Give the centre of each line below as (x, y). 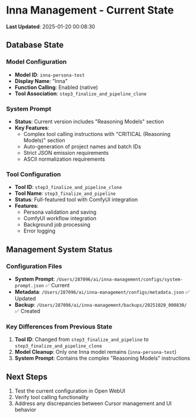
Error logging (39, 231)
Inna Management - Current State (90, 10)
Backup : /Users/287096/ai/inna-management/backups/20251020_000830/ (101, 304)
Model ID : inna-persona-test (50, 75)
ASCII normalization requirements (64, 159)
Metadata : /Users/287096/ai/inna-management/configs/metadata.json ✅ (102, 291)
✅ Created (27, 311)
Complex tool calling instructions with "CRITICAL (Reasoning (97, 134)
